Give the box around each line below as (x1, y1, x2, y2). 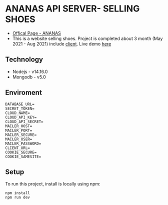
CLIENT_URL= (5, 145, 30, 150)
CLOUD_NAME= (5, 110, 30, 115)
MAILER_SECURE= (5, 132, 37, 137)
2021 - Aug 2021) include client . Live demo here (12, 40, 111, 46)
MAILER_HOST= (5, 123, 32, 128)
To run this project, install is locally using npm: (5, 181, 101, 187)
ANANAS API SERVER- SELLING (5, 3, 140, 14)
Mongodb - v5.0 (12, 73, 46, 80)
